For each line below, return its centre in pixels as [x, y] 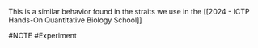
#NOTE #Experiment [42, 36]
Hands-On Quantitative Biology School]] [75, 20]
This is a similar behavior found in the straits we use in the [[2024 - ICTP [129, 12]
